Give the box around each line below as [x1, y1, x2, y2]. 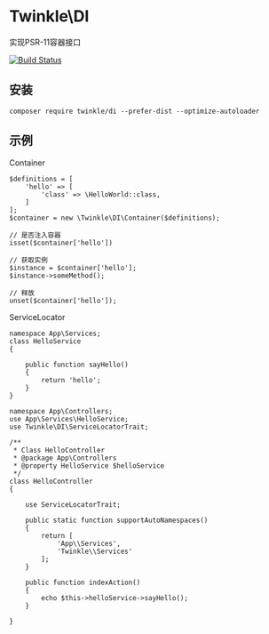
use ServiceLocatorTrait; [25, 500, 122, 509]
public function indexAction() [25, 578, 141, 587]
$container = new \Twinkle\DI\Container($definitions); [9, 213, 220, 222]
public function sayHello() [25, 360, 129, 369]
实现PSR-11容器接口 [9, 36, 82, 47]
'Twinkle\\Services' [56, 547, 133, 556]
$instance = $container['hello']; [9, 263, 138, 272]
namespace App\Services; [9, 329, 101, 338]
